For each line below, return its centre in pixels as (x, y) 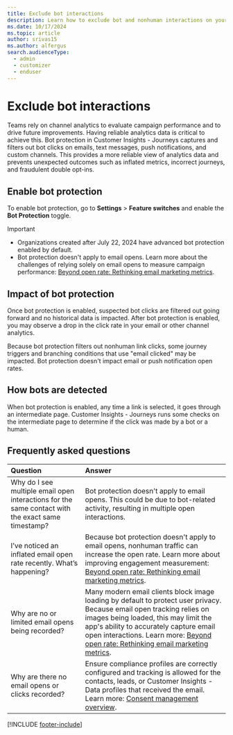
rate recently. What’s (44, 563)
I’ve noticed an (35, 545)
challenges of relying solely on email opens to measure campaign (111, 265)
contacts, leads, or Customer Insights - (149, 681)
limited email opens (42, 622)
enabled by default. (45, 250)
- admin (25, 59)
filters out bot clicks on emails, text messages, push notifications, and (107, 147)
